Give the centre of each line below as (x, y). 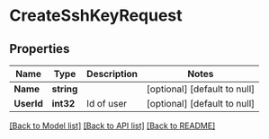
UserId (28, 104)
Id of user (107, 104)
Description (112, 74)
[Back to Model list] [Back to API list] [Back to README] (112, 126)
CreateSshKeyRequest (96, 16)
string (65, 89)
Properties (40, 49)
